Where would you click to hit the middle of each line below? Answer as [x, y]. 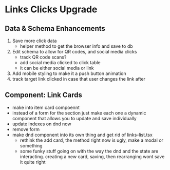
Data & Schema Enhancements [55, 29]
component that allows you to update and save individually [74, 118]
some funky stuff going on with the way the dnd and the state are [89, 151]
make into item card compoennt [46, 107]
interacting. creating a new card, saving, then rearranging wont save [92, 156]
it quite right [33, 162]
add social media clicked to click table [60, 62]
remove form [26, 129]
